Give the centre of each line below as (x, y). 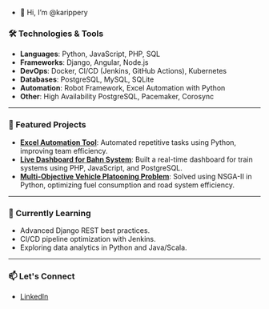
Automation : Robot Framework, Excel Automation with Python (122, 88)
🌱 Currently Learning (50, 213)
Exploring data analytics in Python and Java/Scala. (103, 247)
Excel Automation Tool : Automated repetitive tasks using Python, (128, 142)
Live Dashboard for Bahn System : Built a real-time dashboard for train (137, 159)
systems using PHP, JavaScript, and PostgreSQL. (101, 167)
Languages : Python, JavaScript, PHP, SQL (90, 54)
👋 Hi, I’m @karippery (54, 12)
